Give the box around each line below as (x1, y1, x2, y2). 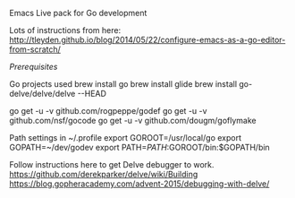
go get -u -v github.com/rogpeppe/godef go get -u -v (9, 106, 207, 116)
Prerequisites (9, 62, 58, 72)
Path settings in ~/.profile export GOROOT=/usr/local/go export (9, 133, 242, 142)
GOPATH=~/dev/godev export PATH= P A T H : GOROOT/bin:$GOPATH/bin (9, 142, 270, 152)
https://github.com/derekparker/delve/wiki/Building (9, 169, 198, 179)
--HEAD (77, 89, 107, 99)
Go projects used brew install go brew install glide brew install (9, 79, 238, 89)
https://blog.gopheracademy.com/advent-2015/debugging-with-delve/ (9, 178, 270, 189)
